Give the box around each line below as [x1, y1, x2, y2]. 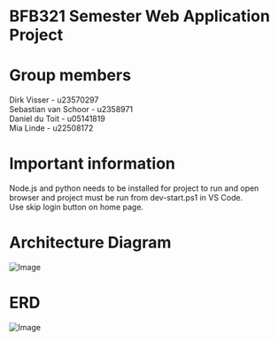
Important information [9, 154, 175, 174]
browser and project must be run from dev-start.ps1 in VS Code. [9, 193, 243, 203]
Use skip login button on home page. [9, 201, 144, 213]
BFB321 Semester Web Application [9, 6, 270, 27]
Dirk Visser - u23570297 [9, 95, 99, 105]
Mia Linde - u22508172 [9, 123, 94, 133]
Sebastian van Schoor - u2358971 [9, 104, 134, 115]
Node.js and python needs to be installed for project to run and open [9, 183, 259, 193]
